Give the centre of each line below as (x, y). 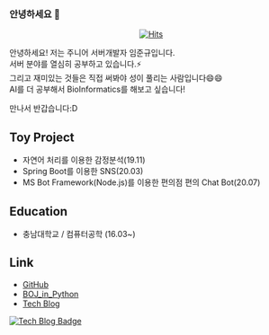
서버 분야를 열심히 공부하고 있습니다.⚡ (76, 64)
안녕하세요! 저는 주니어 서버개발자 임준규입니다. (92, 53)
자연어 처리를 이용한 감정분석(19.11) (84, 160)
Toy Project (42, 137)
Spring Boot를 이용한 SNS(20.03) (83, 172)
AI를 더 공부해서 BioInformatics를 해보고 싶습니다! (98, 89)
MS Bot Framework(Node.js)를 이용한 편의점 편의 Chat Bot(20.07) (141, 182)
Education (39, 212)
